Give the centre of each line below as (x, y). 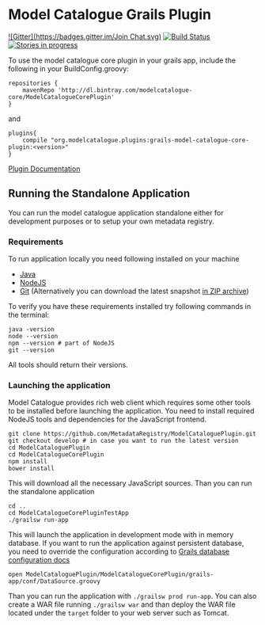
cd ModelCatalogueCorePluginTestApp (68, 513)
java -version (32, 330)
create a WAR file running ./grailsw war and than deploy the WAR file (122, 604)
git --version (32, 350)
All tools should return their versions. (68, 365)
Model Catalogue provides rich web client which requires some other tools (130, 402)
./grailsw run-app (38, 520)
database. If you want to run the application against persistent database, (126, 543)
